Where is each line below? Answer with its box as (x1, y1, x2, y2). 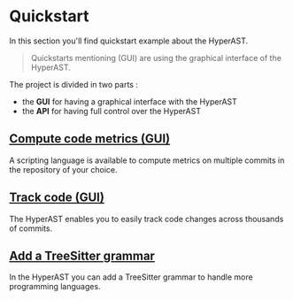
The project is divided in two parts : (9, 79, 139, 89)
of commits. (9, 223, 53, 234)
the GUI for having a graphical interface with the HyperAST (21, 96, 237, 107)
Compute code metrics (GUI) (9, 131, 171, 147)
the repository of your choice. (9, 164, 118, 174)
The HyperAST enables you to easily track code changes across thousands (9, 213, 284, 224)
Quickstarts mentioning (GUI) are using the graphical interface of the (30, 52, 281, 63)
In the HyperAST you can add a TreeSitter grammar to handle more (9, 272, 254, 282)
